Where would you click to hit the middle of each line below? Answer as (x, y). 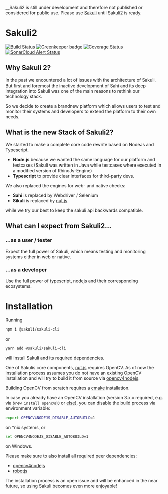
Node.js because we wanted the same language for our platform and (84, 159)
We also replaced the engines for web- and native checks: (65, 185)
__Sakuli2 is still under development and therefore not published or (74, 7)
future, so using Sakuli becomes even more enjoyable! (61, 486)
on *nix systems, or (25, 428)
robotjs (20, 471)
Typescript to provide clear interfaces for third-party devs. (73, 176)
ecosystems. (18, 286)
